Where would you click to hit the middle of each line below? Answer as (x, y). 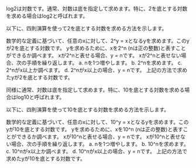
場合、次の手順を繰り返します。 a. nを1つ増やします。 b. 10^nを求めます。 (100, 144)
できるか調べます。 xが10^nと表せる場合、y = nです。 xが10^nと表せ (98, 137)
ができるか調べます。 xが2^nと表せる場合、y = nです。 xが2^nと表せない (94, 55)
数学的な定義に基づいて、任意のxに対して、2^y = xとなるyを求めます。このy (98, 41)
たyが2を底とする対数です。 (39, 77)
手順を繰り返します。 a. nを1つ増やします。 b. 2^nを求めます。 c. (104, 63)
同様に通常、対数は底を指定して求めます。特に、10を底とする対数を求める (95, 90)
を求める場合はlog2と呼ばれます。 (47, 16)
